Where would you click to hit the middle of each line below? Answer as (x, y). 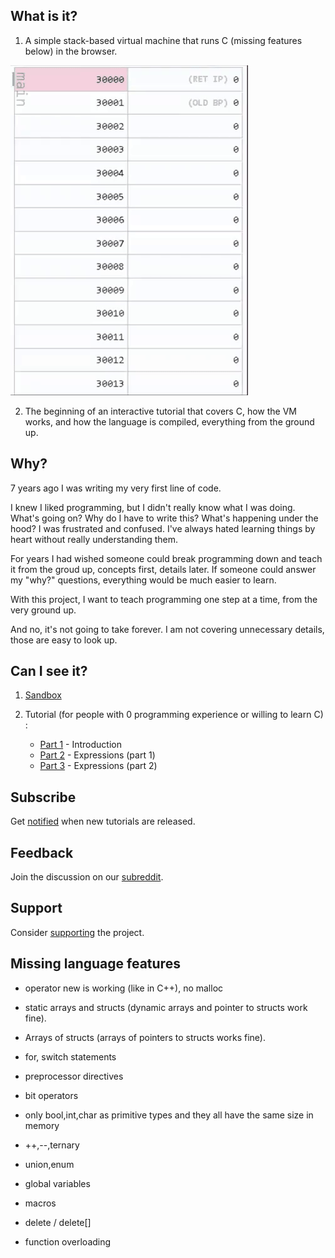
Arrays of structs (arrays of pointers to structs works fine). (145, 1037)
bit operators (51, 1095)
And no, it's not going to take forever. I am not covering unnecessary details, (167, 629)
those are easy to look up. (64, 640)
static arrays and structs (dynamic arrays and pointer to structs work (166, 1007)
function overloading (68, 1241)
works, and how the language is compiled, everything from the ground (169, 421)
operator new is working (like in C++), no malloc (124, 988)
